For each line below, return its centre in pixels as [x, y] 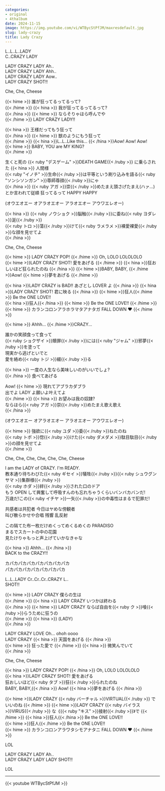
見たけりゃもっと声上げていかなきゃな [44, 538]
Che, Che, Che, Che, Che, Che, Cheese [45, 458]
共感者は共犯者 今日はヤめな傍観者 [40, 509]
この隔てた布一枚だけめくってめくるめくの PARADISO [59, 525]
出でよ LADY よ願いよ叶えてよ [36, 392]
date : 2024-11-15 [23, 23]
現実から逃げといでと [27, 353]
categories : [17, 10]
